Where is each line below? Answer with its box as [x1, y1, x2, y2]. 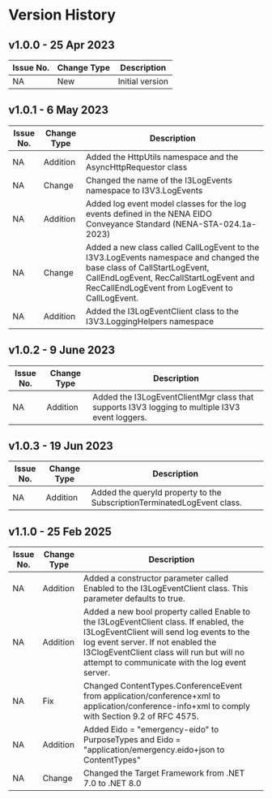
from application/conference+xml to [83, 690, 221, 702]
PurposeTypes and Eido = [83, 734, 181, 745]
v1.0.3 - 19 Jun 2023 [8, 439, 113, 453]
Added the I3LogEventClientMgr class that [92, 391, 254, 403]
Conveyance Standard [86, 218, 171, 229]
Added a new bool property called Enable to [83, 607, 251, 618]
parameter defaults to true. [83, 593, 185, 604]
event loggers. [92, 412, 147, 423]
